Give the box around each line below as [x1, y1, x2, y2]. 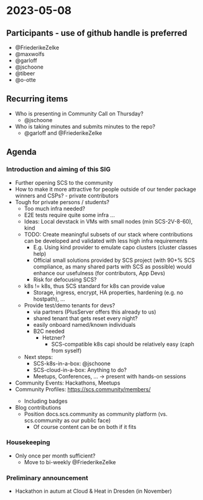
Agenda [6, 147, 37, 157]
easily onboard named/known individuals [33, 321, 136, 328]
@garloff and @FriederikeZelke [24, 129, 102, 137]
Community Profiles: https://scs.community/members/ [15, 385, 151, 392]
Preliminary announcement [6, 473, 88, 482]
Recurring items [6, 94, 68, 104]
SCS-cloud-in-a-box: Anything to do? [33, 366, 127, 374]
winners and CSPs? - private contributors [15, 192, 119, 199]
